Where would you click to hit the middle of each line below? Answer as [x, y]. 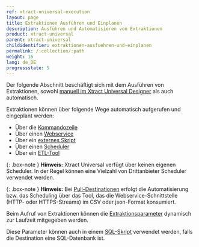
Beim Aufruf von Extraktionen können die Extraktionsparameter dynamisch [99, 214]
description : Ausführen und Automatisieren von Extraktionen [84, 29]
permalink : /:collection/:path [45, 51]
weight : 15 [20, 57]
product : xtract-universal [40, 34]
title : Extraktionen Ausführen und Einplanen [64, 23]
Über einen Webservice [44, 134]
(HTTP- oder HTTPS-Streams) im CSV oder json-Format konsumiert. [91, 202]
